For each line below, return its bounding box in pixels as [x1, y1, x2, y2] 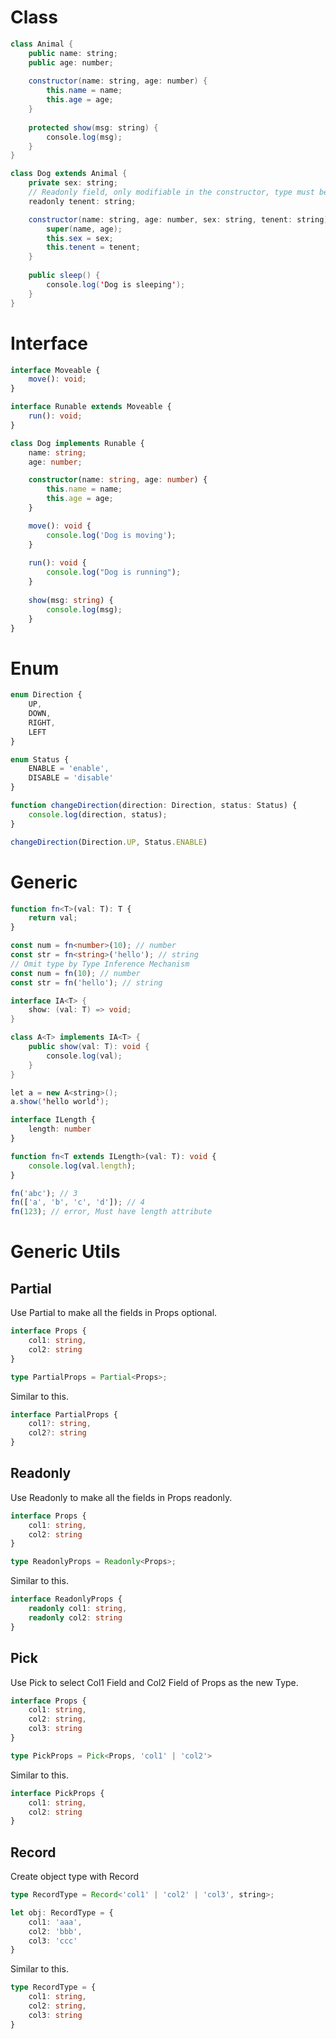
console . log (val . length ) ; [28, 1161, 137, 1171]
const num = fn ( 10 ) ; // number [10, 968, 141, 978]
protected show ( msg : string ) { [28, 122, 159, 133]
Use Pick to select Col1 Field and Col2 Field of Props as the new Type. [10, 1676, 299, 1688]
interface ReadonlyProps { [10, 1594, 123, 1605]
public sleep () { [28, 271, 101, 281]
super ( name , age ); [46, 224, 123, 234]
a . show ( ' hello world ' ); [10, 1097, 110, 1107]
